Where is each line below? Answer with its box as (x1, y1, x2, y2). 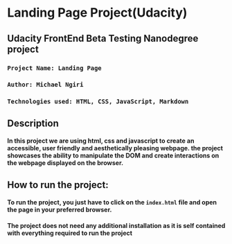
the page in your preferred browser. (7, 206, 112, 214)
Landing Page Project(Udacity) (7, 5, 188, 21)
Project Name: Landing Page (7, 64, 102, 72)
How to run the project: (7, 179, 109, 191)
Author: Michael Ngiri (7, 81, 84, 89)
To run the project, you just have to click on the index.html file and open (7, 198, 217, 207)
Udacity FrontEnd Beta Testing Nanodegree (7, 33, 199, 44)
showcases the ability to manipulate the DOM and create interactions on (7, 151, 220, 160)
